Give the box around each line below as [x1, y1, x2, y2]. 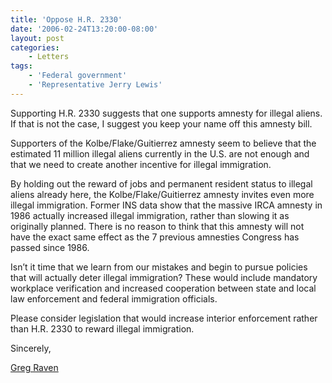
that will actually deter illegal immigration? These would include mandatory [10, 271, 318, 283]
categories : [10, 42, 60, 53]
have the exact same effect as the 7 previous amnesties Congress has [10, 231, 300, 243]
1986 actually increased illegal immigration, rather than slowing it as [10, 209, 290, 221]
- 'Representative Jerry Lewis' [28, 80, 163, 90]
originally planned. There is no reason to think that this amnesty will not [10, 220, 305, 232]
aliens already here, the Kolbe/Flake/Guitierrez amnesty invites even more [10, 188, 315, 200]
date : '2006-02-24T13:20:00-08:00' [10, 24, 159, 34]
